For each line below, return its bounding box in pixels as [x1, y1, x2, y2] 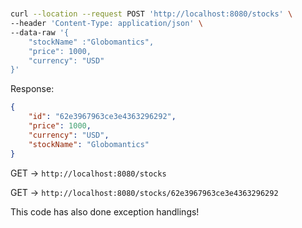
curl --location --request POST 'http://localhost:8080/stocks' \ [10, 9, 293, 19]
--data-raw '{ [10, 27, 70, 38]
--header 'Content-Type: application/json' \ [10, 19, 203, 29]
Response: [10, 83, 55, 95]
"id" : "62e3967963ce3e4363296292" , [28, 112, 177, 122]
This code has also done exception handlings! [10, 205, 200, 218]
